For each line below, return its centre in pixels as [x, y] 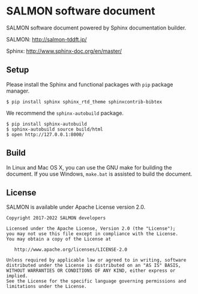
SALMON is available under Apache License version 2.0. [76, 207]
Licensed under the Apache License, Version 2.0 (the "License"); [91, 229]
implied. [17, 276]
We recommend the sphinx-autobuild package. [65, 113]
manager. [18, 91]
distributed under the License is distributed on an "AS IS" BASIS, [94, 266]
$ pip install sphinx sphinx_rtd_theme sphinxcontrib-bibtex [84, 102]
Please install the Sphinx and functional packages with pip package [90, 84]
